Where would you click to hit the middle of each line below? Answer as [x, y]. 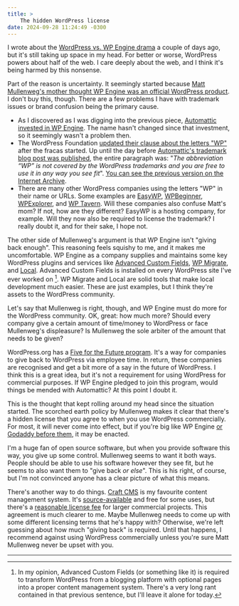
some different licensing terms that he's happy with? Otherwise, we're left [116, 522]
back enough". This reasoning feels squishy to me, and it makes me [106, 248]
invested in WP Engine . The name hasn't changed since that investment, [123, 128]
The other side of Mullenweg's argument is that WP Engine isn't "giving [112, 240]
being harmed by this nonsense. [54, 70]
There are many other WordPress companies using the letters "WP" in [120, 189]
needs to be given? [36, 338]
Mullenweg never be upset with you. [60, 545]
